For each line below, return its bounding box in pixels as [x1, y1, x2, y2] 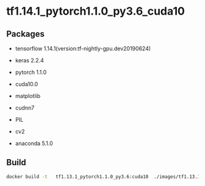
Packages [6, 29, 45, 39]
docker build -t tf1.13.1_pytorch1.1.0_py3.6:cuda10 [6, 173, 149, 180]
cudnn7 [15, 104, 35, 111]
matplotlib [15, 92, 41, 99]
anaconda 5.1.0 [15, 139, 53, 147]
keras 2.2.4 [15, 57, 44, 64]
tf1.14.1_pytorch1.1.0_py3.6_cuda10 [6, 4, 185, 18]
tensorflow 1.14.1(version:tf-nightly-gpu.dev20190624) [15, 45, 151, 52]
